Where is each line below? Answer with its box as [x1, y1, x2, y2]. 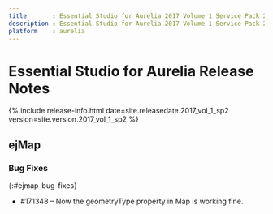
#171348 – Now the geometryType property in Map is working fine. [19, 196, 244, 206]
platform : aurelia [8, 27, 85, 35]
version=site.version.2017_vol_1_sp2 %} [8, 114, 140, 124]
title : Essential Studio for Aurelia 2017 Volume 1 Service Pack [8, 11, 260, 20]
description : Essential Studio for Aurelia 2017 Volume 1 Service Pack [8, 19, 260, 28]
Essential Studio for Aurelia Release [8, 62, 254, 80]
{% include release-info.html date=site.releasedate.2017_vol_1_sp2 [8, 106, 229, 116]
